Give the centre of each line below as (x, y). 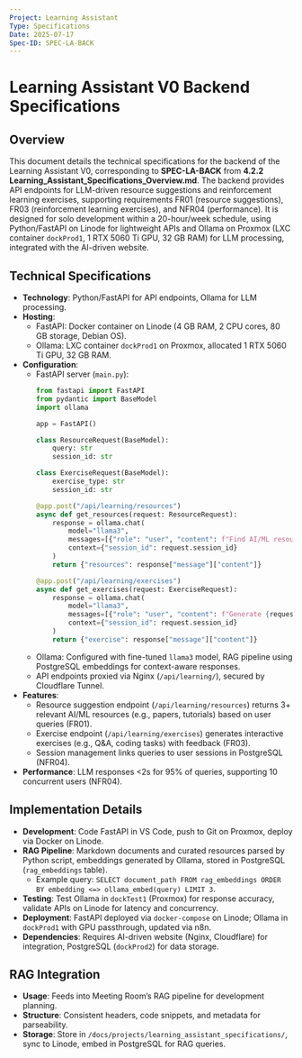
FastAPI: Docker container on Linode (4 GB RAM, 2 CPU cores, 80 (158, 326)
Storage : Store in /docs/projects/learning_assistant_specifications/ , (155, 1035)
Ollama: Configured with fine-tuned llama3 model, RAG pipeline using (164, 657)
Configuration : (50, 365)
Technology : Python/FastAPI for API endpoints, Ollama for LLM (140, 297)
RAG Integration (55, 975)
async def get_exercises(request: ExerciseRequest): (137, 589)
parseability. (45, 1025)
